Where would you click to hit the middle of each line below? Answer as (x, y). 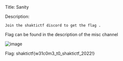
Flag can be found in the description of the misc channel (61, 34)
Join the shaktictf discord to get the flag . (53, 25)
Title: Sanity (17, 7)
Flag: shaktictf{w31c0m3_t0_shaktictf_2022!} (50, 53)
